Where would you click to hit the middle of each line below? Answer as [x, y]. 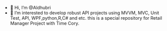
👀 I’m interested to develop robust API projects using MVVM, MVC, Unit [85, 13]
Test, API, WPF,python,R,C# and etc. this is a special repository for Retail [86, 18]
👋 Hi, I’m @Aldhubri [30, 8]
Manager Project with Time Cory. [45, 23]
